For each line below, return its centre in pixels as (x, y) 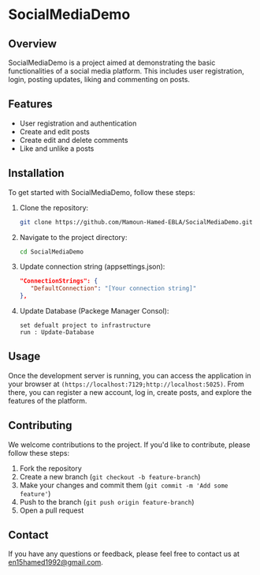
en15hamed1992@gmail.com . (56, 562)
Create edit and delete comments (74, 140)
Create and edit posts (55, 131)
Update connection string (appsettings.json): (92, 267)
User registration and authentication (78, 123)
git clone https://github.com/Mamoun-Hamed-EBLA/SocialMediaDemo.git (136, 222)
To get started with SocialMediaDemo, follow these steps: (102, 192)
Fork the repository (51, 468)
